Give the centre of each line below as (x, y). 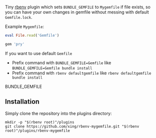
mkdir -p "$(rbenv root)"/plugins (40, 122)
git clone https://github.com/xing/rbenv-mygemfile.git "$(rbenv (72, 126)
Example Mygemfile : (25, 27)
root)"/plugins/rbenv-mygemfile (37, 131)
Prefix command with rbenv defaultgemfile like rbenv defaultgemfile (81, 73)
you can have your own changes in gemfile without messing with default (77, 12)
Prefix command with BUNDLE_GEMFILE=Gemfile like (62, 63)
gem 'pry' (15, 44)
